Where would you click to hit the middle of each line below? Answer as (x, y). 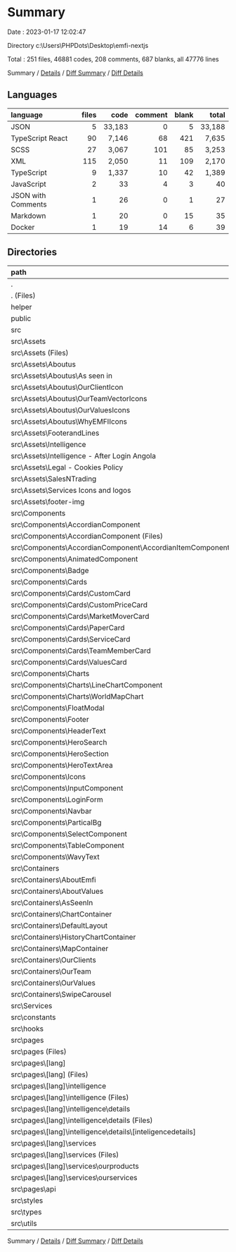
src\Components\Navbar (52, 811)
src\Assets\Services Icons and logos (71, 490)
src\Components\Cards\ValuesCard (69, 662)
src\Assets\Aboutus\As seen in (61, 376)
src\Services (32, 1005)
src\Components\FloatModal (58, 708)
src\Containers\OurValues (53, 983)
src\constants (33, 1017)
